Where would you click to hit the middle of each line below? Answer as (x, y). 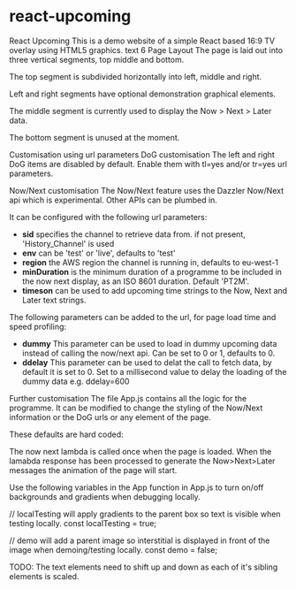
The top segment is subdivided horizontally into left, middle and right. (136, 76)
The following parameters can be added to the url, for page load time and (143, 317)
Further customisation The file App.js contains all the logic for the (128, 398)
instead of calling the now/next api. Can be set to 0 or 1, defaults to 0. (148, 353)
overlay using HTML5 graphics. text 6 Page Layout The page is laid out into (146, 50)
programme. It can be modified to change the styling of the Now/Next (136, 408)
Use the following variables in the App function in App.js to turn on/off (137, 487)
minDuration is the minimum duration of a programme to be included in (152, 272)
